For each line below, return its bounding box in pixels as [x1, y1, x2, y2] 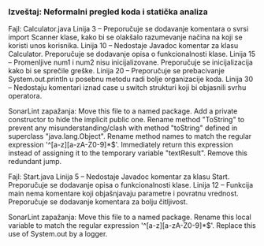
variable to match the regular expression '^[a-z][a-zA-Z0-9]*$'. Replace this [8, 221, 256, 230]
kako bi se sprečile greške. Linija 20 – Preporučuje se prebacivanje [8, 66, 225, 76]
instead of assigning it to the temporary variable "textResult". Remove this [8, 148, 248, 158]
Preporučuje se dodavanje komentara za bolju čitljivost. [8, 197, 188, 207]
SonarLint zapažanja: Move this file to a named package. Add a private [8, 106, 238, 116]
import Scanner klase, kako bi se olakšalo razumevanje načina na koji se [8, 32, 243, 42]
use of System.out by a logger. [8, 229, 108, 239]
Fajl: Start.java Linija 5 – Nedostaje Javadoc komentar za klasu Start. [8, 172, 230, 181]
